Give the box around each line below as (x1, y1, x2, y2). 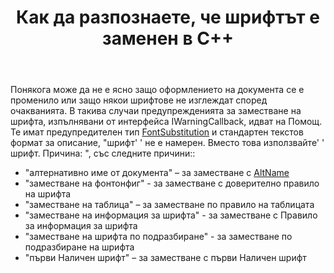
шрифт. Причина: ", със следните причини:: (10, 147, 196, 160)
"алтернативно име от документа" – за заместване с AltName (24, 167, 290, 179)
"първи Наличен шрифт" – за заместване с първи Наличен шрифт (24, 252, 307, 264)
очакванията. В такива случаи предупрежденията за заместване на (10, 105, 302, 117)
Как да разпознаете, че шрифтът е (16, 6, 320, 29)
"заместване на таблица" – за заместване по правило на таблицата (24, 199, 315, 211)
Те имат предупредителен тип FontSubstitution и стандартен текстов (10, 126, 304, 138)
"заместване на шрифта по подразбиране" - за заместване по (24, 231, 293, 243)
